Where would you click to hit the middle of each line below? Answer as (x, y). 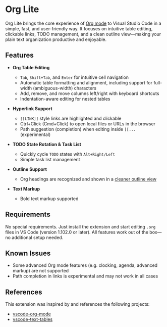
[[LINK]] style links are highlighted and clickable (71, 118)
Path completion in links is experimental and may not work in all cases (85, 276)
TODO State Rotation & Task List (47, 144)
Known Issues (28, 253)
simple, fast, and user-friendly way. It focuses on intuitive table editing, (79, 28)
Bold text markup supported (49, 199)
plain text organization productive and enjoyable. (56, 39)
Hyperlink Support (32, 108)
